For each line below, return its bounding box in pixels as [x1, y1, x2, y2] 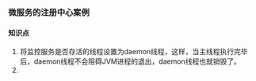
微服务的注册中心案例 [8, 6, 90, 17]
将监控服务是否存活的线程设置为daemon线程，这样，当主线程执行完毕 [19, 47, 248, 57]
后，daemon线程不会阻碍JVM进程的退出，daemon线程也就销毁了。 [19, 57, 242, 66]
